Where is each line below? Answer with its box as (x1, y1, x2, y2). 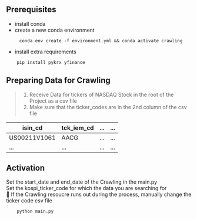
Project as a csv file (29, 97, 78, 104)
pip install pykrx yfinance (16, 59, 85, 65)
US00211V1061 (9, 133, 56, 141)
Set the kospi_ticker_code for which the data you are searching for (6, 185, 167, 192)
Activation (6, 163, 45, 173)
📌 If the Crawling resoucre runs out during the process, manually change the (6, 191, 192, 198)
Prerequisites (6, 5, 56, 15)
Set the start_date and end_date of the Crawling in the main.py (6, 178, 158, 185)
